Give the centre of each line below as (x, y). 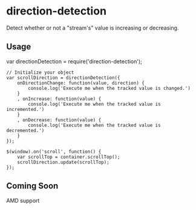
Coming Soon (32, 186)
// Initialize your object (40, 72)
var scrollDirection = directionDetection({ (63, 78)
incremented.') (25, 109)
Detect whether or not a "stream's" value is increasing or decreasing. (93, 28)
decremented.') (25, 130)
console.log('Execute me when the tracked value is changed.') (109, 88)
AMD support (23, 200)
